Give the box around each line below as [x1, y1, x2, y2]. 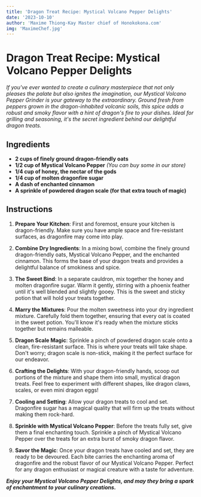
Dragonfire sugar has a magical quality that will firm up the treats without [14, 404, 195, 411]
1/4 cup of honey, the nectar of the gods [14, 168, 117, 175]
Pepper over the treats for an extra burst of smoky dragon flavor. [14, 435, 175, 442]
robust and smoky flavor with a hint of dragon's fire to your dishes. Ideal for [6, 109, 194, 117]
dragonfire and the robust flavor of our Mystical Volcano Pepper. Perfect [14, 459, 194, 466]
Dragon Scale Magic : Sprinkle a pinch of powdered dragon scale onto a [14, 337, 193, 344]
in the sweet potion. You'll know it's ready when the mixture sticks [14, 319, 178, 326]
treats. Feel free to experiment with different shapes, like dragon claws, [14, 380, 191, 387]
